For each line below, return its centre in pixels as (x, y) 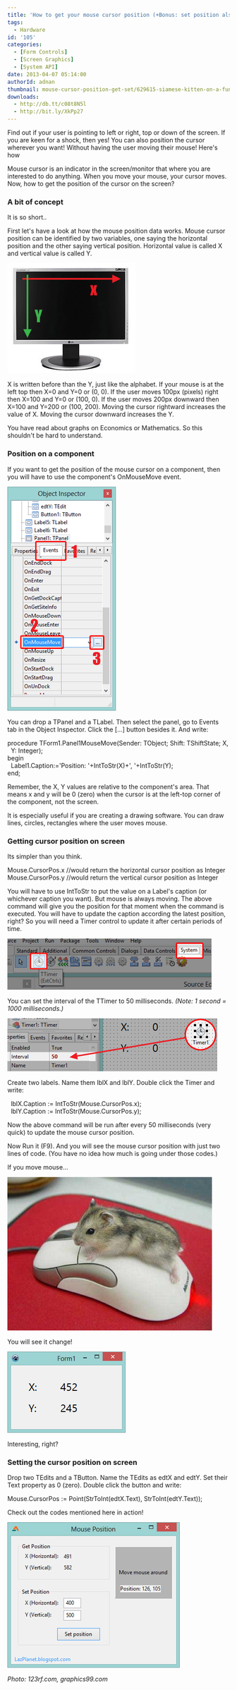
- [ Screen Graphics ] (44, 60)
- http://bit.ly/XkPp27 (48, 112)
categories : (25, 45)
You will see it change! (40, 1342)
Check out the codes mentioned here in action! (75, 1512)
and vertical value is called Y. (50, 253)
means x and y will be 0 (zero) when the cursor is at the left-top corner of (114, 794)
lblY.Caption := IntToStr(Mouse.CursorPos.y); (76, 1111)
